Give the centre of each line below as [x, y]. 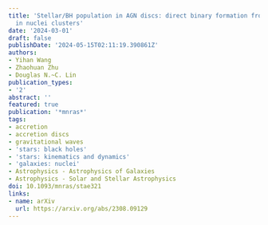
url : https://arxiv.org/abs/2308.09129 [82, 208]
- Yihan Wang [30, 61]
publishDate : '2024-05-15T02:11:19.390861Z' [83, 45]
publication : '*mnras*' [48, 112]
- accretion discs [39, 134]
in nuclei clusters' [49, 23]
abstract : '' [30, 97]
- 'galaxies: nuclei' [44, 164]
